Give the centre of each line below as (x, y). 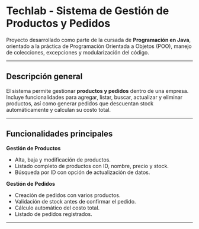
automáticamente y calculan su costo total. (59, 109)
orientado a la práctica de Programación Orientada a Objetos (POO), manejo (99, 46)
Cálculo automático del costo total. (57, 208)
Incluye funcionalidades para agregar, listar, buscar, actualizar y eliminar (94, 97)
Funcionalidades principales (60, 134)
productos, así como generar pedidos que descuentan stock (80, 103)
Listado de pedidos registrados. (54, 214)
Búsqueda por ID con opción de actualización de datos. (82, 172)
